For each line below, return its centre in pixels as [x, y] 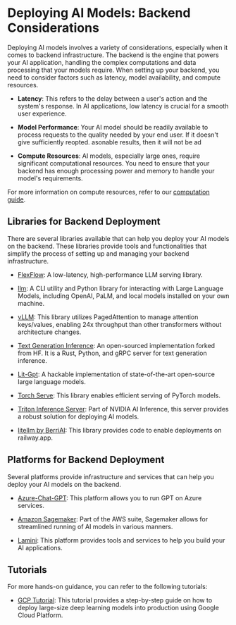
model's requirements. [50, 178]
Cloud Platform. [40, 615]
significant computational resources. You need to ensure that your [113, 163]
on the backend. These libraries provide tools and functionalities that [107, 246]
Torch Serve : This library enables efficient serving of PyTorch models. [119, 395]
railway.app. [35, 438]
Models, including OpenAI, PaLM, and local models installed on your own [123, 296]
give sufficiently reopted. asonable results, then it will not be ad [110, 142]
